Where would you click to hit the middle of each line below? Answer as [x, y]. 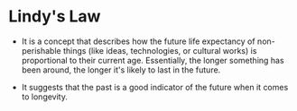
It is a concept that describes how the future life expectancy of [138, 41]
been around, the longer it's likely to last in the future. [121, 70]
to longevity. [45, 97]
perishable [41, 50]
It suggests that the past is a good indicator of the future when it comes [155, 87]
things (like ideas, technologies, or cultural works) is [160, 50]
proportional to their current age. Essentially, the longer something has [153, 60]
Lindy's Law [55, 17]
